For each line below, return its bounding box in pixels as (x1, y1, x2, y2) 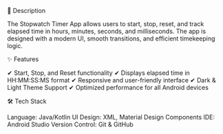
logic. (7, 42, 23, 49)
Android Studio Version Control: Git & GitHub (7, 120, 134, 129)
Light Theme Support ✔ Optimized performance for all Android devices (7, 83, 209, 91)
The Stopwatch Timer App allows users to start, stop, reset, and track (7, 20, 204, 27)
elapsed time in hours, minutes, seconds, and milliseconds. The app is (7, 27, 206, 35)
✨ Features (7, 55, 39, 63)
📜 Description (7, 7, 46, 14)
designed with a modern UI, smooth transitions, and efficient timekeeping (7, 34, 215, 43)
